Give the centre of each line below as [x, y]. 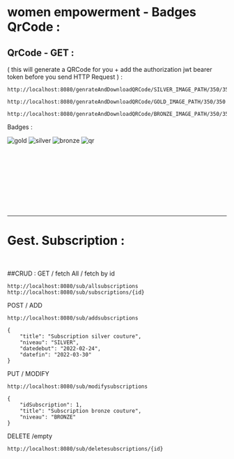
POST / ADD [25, 305]
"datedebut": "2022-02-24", [60, 348]
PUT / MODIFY [29, 373]
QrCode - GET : [41, 53]
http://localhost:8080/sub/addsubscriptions [73, 318]
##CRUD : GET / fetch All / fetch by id [61, 273]
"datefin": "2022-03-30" [56, 354]
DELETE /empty [30, 436]
